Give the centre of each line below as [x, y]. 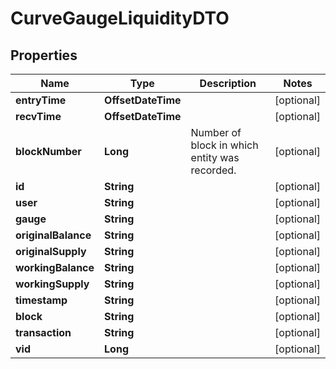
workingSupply [52, 284]
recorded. [213, 170]
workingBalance [55, 267]
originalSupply [51, 251]
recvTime [38, 116]
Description [228, 83]
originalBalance [53, 235]
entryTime [41, 100]
